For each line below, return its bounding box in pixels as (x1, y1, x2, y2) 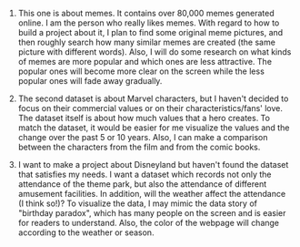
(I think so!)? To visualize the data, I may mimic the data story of (17, 198, 257, 209)
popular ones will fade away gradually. (17, 76, 163, 86)
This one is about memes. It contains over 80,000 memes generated (17, 8, 275, 18)
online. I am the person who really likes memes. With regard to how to (17, 17, 280, 28)
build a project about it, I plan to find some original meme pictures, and (17, 27, 284, 37)
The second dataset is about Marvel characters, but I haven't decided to (17, 93, 289, 104)
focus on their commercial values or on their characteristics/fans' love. (17, 103, 284, 113)
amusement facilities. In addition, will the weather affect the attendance (17, 189, 286, 199)
